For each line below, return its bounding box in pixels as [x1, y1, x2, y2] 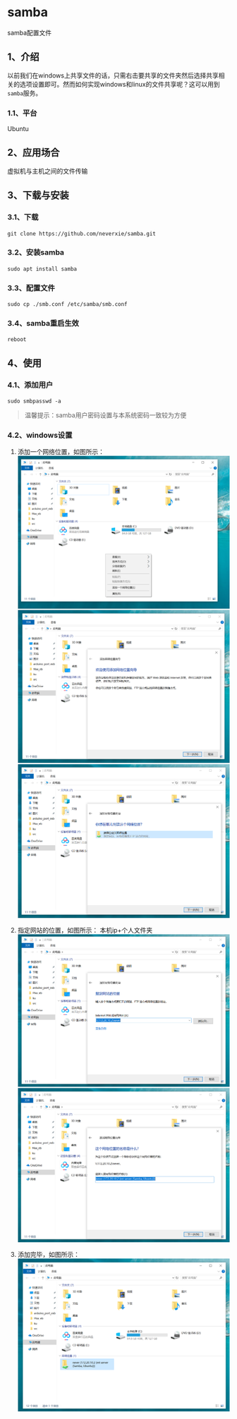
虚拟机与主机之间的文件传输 [7, 166, 88, 175]
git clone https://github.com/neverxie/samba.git [7, 230, 157, 237]
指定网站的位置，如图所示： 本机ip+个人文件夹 [17, 926, 153, 934]
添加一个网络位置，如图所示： [17, 448, 104, 456]
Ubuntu [7, 125, 30, 133]
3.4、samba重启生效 [7, 319, 80, 328]
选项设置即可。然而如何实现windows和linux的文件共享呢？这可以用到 [19, 80, 220, 88]
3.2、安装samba [7, 247, 65, 257]
